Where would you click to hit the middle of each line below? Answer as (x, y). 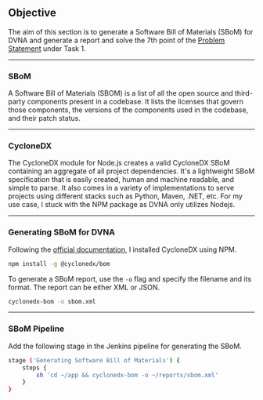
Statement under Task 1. (47, 48)
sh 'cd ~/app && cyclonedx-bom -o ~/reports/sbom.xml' (128, 375)
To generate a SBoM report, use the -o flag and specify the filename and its (130, 278)
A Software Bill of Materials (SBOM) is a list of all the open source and (121, 93)
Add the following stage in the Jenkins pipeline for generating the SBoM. (125, 346)
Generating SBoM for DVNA (62, 232)
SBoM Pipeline (36, 329)
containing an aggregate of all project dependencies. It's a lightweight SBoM (131, 171)
